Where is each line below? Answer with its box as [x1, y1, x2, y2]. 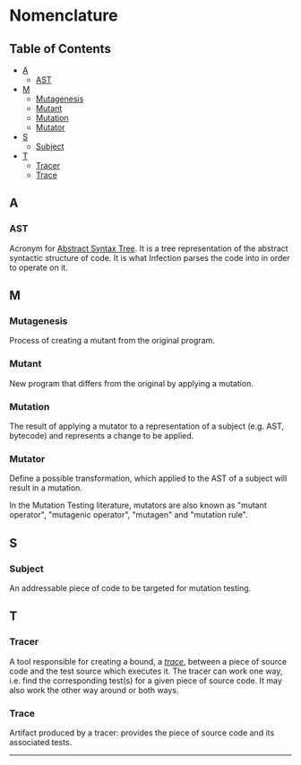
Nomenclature [9, 5, 118, 26]
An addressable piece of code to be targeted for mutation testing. [9, 582, 252, 593]
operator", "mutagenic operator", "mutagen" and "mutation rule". [9, 509, 248, 520]
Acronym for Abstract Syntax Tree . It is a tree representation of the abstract [9, 243, 288, 254]
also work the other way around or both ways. [9, 684, 179, 695]
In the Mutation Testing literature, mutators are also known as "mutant [9, 500, 267, 511]
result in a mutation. [9, 482, 83, 493]
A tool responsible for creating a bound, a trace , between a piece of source [9, 656, 288, 666]
